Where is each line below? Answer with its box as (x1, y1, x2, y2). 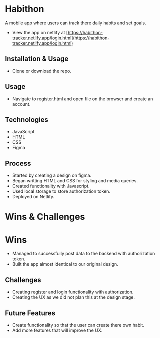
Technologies (5, 115, 49, 124)
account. (12, 101, 31, 107)
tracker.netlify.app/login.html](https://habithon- (12, 35, 110, 41)
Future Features (5, 309, 56, 317)
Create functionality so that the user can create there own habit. (12, 322, 145, 328)
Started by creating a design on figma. (12, 172, 91, 178)
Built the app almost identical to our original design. (12, 261, 118, 267)
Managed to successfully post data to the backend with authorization (12, 251, 155, 257)
